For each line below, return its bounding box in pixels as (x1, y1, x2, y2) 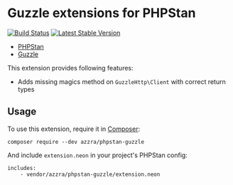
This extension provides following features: (7, 63, 134, 72)
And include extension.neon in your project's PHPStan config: (7, 151, 188, 159)
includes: (7, 164, 37, 171)
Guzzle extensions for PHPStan (7, 5, 196, 21)
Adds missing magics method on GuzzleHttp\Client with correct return (17, 77, 226, 86)
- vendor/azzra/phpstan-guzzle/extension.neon (20, 171, 161, 178)
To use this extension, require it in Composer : (7, 125, 141, 133)
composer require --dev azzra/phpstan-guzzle (7, 138, 144, 145)
